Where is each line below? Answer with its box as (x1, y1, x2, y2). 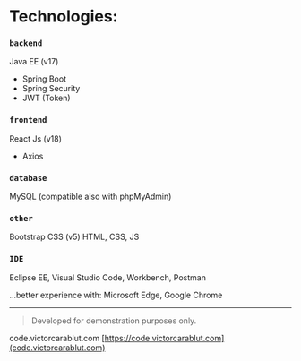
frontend (9, 115, 47, 125)
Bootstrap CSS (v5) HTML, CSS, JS (9, 231, 140, 243)
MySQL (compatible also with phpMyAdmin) (9, 191, 172, 202)
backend (9, 39, 43, 48)
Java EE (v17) (9, 56, 59, 67)
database (9, 173, 47, 183)
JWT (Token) (21, 92, 71, 104)
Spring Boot (21, 73, 67, 84)
